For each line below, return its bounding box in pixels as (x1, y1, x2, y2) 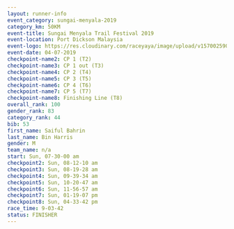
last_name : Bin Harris (7, 133, 73, 140)
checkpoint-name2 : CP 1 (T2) (7, 56, 92, 63)
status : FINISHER (7, 212, 58, 219)
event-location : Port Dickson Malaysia (7, 36, 123, 43)
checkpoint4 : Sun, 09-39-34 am (7, 172, 98, 179)
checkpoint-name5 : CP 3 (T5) (7, 75, 92, 82)
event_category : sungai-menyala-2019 (7, 17, 117, 24)
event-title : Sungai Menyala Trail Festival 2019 (7, 29, 155, 37)
